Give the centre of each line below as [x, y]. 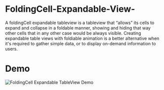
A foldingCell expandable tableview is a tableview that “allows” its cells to [80, 23]
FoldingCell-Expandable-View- [70, 9]
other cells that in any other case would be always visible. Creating [73, 33]
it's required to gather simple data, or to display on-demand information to [81, 43]
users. [12, 49]
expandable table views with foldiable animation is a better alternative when [82, 38]
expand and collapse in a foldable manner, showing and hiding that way [78, 28]
